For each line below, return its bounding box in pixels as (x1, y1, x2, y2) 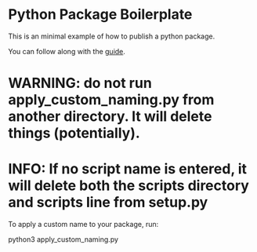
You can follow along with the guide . (8, 46, 125, 56)
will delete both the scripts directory (8, 177, 249, 195)
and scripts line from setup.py (8, 194, 208, 211)
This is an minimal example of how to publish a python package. (8, 31, 215, 41)
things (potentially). (8, 124, 141, 142)
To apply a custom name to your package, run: (8, 220, 159, 229)
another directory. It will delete (8, 108, 212, 126)
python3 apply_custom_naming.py (8, 235, 119, 244)
